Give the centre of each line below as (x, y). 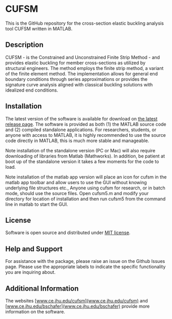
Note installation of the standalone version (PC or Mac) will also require (80, 150)
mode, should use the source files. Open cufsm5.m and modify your (77, 193)
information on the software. (35, 312)
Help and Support (34, 249)
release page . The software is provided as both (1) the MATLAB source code (86, 124)
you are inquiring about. (30, 272)
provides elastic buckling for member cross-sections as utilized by (76, 63)
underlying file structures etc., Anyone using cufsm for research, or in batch (85, 188)
